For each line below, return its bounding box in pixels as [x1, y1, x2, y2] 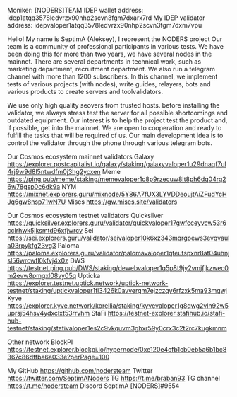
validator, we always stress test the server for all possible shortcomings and [7, 109, 228, 117]
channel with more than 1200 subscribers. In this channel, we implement [7, 72, 218, 81]
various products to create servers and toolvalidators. [7, 88, 164, 96]
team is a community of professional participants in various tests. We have [7, 42, 224, 50]
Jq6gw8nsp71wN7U [7, 197, 66, 206]
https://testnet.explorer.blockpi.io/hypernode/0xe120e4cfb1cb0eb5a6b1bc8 [7, 345, 227, 353]
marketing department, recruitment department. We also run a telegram [7, 65, 215, 73]
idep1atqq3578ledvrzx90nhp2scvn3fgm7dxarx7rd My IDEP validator [7, 13, 205, 22]
